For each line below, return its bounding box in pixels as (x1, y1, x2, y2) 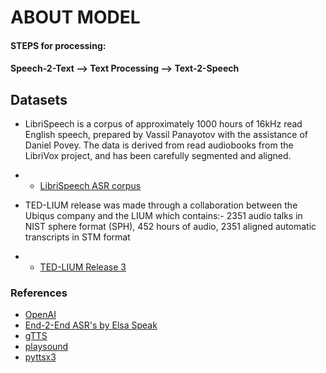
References (10, 286, 68, 300)
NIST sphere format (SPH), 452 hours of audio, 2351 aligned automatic (24, 221, 317, 233)
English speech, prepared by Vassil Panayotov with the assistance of (24, 129, 309, 141)
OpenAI (24, 309, 57, 321)
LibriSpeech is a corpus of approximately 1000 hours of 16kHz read (24, 118, 303, 130)
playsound (24, 341, 69, 353)
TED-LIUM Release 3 (39, 261, 127, 273)
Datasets (10, 91, 68, 108)
